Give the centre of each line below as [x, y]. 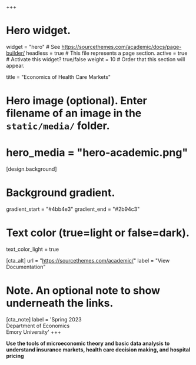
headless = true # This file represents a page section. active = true [107, 53]
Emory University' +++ [34, 332]
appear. [15, 65]
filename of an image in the [74, 113]
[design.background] [31, 169]
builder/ [16, 53]
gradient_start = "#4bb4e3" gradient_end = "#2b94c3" [73, 209]
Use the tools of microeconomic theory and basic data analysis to [88, 343]
